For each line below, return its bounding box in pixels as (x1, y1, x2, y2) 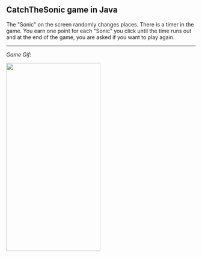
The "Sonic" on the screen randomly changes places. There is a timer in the (6, 20, 194, 28)
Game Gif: (6, 51, 32, 58)
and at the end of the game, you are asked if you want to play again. (6, 33, 175, 41)
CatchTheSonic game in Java (6, 5, 118, 15)
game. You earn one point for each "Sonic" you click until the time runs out (6, 27, 192, 34)
